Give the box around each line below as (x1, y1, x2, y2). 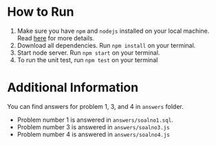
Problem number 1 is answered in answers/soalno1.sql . (17, 116, 173, 124)
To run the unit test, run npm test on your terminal (17, 55, 158, 64)
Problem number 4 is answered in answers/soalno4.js (17, 130, 171, 138)
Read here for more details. (17, 34, 95, 42)
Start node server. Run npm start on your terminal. (17, 49, 160, 57)
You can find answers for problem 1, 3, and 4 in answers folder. (7, 102, 184, 110)
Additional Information (7, 80, 139, 96)
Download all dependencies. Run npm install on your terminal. (17, 41, 196, 49)
